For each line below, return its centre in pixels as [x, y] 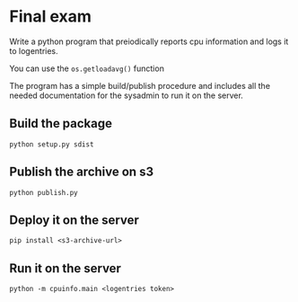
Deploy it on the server [74, 220]
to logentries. [34, 50]
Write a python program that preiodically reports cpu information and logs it [149, 41]
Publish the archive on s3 [82, 172]
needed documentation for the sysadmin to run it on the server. [127, 95]
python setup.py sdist [52, 144]
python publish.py [44, 192]
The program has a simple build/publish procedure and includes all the [140, 85]
